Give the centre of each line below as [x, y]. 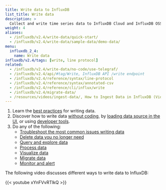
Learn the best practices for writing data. [54, 111]
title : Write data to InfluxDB [37, 10]
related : [14, 65]
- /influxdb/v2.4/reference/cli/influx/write [57, 88]
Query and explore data [44, 142]
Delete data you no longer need [52, 137]
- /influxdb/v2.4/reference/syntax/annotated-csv [62, 83]
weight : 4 [15, 28]
